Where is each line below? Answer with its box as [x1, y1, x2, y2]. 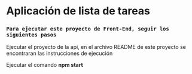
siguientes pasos [6, 32, 57, 38]
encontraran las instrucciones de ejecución [6, 50, 113, 57]
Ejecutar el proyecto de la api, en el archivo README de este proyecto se [6, 44, 187, 51]
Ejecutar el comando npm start [6, 61, 84, 69]
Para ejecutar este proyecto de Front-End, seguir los [6, 26, 169, 32]
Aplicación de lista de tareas [6, 4, 151, 18]
